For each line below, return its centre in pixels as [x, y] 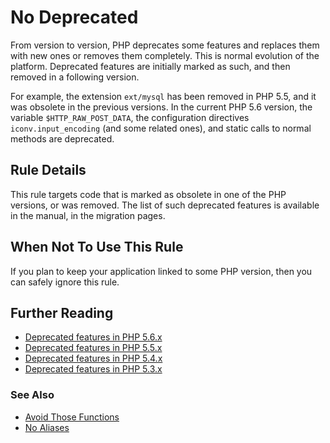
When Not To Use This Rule [97, 247]
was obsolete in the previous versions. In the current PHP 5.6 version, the [161, 107]
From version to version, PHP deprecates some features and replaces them [165, 45]
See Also [32, 395]
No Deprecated [74, 17]
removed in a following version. [75, 77]
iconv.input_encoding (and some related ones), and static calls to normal [161, 128]
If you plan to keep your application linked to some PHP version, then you [161, 271]
